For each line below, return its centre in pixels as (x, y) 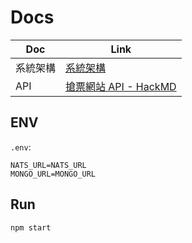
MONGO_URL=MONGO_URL (53, 174)
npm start (31, 227)
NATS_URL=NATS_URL (48, 165)
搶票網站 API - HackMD (121, 86)
